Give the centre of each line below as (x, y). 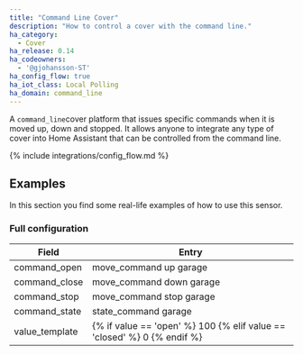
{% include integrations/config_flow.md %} (89, 155)
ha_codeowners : (38, 59)
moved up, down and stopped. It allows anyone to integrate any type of (142, 128)
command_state (48, 311)
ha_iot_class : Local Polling (64, 85)
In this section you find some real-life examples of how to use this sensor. (146, 205)
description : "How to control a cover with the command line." (131, 26)
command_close (49, 282)
